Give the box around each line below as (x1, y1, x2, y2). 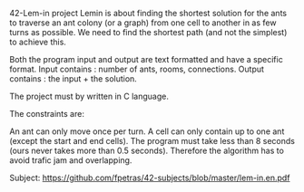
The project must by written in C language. (9, 91, 170, 101)
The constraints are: (9, 109, 84, 119)
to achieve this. (9, 36, 66, 47)
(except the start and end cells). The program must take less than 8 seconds (9, 136, 295, 146)
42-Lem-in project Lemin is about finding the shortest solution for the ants (9, 8, 288, 18)
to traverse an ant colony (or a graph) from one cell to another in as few (9, 17, 277, 28)
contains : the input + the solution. (9, 73, 138, 84)
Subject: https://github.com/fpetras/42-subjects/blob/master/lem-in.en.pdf (9, 172, 290, 183)
